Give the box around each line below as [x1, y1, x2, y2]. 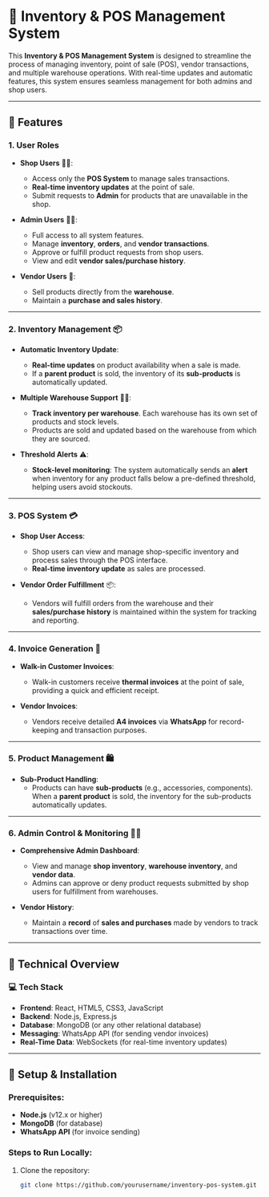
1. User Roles [8, 140, 60, 151]
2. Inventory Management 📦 [8, 323, 122, 335]
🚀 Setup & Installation [8, 1068, 118, 1081]
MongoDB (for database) [19, 1118, 103, 1128]
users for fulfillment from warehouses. [31, 887, 159, 897]
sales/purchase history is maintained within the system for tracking [31, 607, 257, 617]
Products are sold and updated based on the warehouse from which [31, 425, 257, 435]
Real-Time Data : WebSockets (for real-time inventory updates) [19, 1037, 228, 1046]
